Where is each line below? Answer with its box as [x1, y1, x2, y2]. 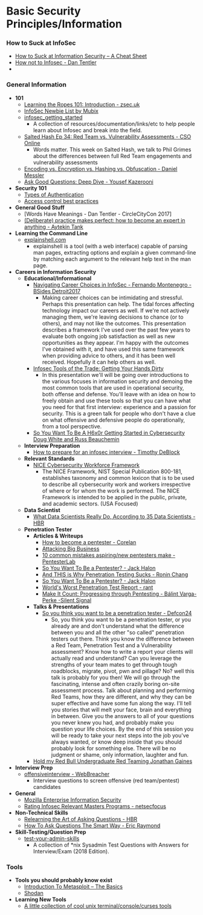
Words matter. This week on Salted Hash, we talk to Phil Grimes [33, 145, 192, 153]
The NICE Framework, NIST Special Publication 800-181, [42, 468, 182, 475]
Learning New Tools [14, 896, 66, 903]
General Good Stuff [14, 204, 65, 211]
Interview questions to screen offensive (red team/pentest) [33, 777, 180, 784]
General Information [6, 81, 67, 89]
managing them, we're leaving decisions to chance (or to [42, 313, 184, 321]
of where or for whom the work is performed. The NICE [42, 487, 180, 494]
